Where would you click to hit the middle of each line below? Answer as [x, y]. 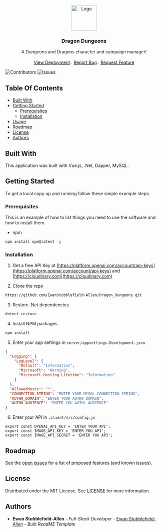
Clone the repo [28, 286]
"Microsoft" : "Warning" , [44, 370]
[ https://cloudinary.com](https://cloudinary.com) [62, 276]
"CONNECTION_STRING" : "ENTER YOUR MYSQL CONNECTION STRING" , [75, 394]
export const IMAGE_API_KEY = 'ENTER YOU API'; [56, 431]
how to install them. [25, 223]
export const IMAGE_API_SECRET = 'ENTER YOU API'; [59, 435]
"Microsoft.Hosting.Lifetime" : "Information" [66, 375]
